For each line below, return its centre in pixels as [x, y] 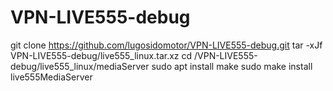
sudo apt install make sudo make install [232, 66]
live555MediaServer [51, 77]
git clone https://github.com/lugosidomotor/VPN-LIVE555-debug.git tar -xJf [166, 45]
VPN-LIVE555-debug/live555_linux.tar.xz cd [101, 55]
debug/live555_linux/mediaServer [80, 66]
